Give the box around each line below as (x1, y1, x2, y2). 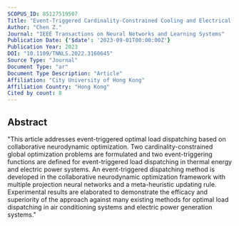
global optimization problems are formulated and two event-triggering (7, 150, 213, 158)
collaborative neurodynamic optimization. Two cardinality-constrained (7, 142, 213, 151)
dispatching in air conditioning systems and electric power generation (7, 203, 213, 211)
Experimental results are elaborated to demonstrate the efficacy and (7, 188, 208, 196)
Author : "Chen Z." (7, 23, 62, 31)
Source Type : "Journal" (7, 57, 78, 64)
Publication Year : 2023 (7, 43, 78, 50)
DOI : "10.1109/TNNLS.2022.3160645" (7, 50, 113, 58)
